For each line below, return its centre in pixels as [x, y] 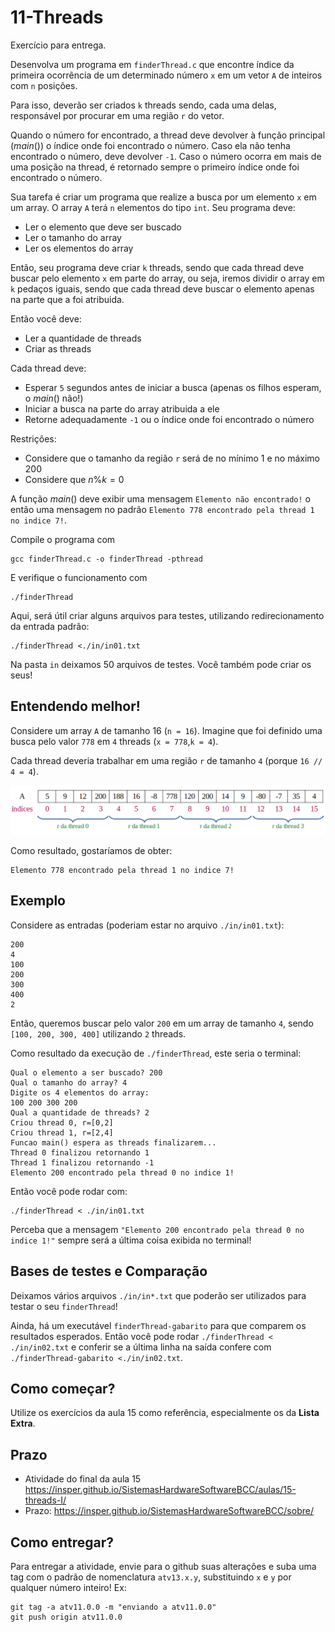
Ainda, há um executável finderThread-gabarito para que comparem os [158, 1325]
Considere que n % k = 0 [74, 479]
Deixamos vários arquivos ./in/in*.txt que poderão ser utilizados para [158, 1295]
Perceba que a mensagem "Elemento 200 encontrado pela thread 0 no [157, 1229]
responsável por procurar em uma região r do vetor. [117, 115]
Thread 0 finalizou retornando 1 [80, 1152]
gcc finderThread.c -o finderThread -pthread [106, 559]
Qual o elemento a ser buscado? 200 [86, 1072]
